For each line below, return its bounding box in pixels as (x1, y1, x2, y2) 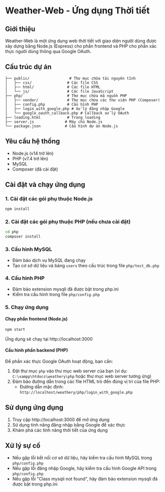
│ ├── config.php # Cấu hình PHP (5, 102, 98, 107)
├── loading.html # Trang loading (5, 115, 100, 120)
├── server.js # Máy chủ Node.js (5, 119, 103, 124)
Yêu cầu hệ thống (5, 137, 60, 146)
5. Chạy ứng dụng (5, 304, 49, 310)
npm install (5, 206, 30, 212)
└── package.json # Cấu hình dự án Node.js (5, 123, 119, 128)
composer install (5, 234, 41, 239)
